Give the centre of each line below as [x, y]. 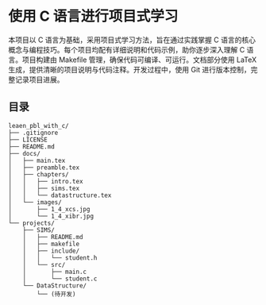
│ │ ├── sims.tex [44, 188]
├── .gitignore [33, 133]
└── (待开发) [56, 294]
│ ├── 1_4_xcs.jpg [49, 209]
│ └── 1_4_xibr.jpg [51, 216]
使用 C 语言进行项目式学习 [93, 16]
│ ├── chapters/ [39, 174]
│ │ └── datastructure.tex [60, 195]
